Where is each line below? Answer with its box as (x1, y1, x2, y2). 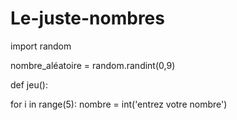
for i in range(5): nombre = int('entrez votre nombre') (10, 98, 228, 110)
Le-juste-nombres (10, 7, 165, 30)
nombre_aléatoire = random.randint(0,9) (10, 59, 176, 71)
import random (10, 40, 72, 52)
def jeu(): (10, 78, 48, 91)
